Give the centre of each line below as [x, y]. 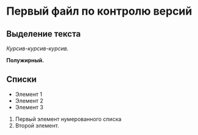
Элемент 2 [29, 100]
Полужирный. [25, 60]
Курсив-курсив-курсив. [37, 48]
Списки [22, 80]
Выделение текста [44, 34]
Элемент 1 [29, 94]
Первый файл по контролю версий [99, 11]
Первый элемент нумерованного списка [68, 119]
